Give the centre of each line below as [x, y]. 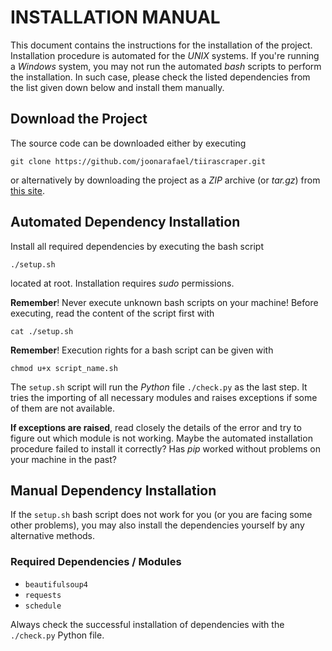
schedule [43, 606]
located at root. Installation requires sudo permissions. [122, 283]
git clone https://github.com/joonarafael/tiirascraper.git [138, 161]
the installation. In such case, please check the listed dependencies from [160, 77]
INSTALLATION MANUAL [115, 17]
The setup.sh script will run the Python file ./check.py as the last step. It [159, 387]
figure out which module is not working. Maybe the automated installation [161, 438]
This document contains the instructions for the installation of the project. [161, 45]
